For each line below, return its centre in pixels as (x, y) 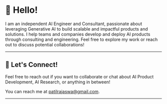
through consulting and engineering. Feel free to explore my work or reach (82, 39)
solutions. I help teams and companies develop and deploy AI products (78, 34)
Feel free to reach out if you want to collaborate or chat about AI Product (80, 76)
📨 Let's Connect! (32, 65)
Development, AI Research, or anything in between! (58, 82)
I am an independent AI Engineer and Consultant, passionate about (74, 24)
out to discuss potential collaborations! (45, 44)
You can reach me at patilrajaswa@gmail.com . (53, 91)
